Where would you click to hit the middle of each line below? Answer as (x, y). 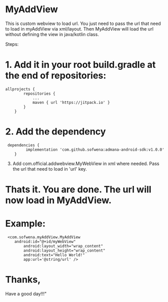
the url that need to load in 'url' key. (50, 169)
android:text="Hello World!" (54, 255)
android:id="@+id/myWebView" (45, 241)
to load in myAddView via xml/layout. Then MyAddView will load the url (79, 29)
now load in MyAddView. (58, 200)
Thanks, (23, 280)
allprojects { (20, 89)
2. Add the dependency (56, 132)
